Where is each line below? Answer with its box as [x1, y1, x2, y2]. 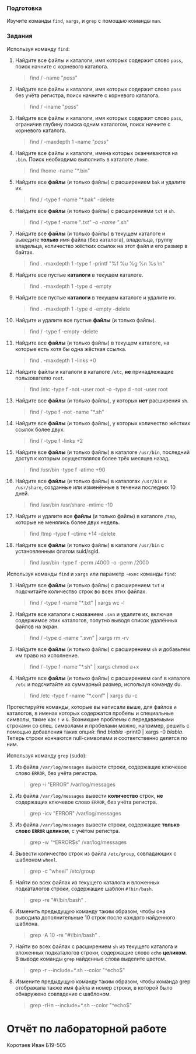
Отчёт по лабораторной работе [6, 1022, 167, 1035]
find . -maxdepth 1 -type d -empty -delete [29, 305, 131, 312]
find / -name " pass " [29, 74, 78, 81]
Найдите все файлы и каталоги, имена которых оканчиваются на [15, 149, 178, 156]
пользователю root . [15, 374, 65, 381]
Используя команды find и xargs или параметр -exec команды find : [6, 570, 177, 577]
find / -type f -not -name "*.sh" [29, 408, 104, 415]
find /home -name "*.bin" [29, 167, 90, 174]
